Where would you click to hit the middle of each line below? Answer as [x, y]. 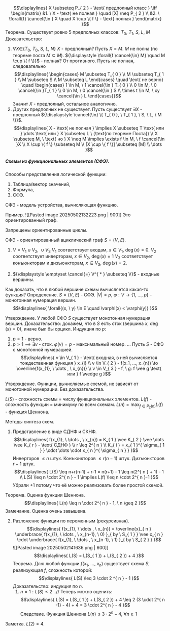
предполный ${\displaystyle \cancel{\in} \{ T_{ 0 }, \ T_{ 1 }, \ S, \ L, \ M [87, 114]
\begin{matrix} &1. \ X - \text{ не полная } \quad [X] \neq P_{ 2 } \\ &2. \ [85, 13]
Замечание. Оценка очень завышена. [46, 511]
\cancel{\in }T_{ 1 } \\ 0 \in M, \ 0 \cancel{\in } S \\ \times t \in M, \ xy [89, 90]
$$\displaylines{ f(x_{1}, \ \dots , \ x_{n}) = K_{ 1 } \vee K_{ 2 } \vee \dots [89, 440]
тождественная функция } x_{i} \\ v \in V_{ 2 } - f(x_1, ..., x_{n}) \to [89, 363]
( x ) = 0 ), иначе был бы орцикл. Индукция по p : [56, 329]
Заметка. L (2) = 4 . [25, 624]
